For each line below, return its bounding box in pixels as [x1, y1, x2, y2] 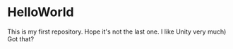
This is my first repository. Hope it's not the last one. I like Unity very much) [7, 27, 227, 36]
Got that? [7, 34, 34, 43]
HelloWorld [7, 4, 74, 20]
